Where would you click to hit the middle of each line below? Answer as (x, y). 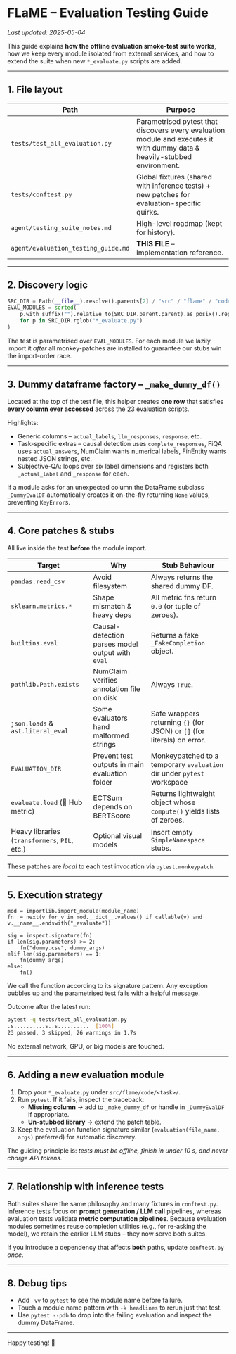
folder (103, 782)
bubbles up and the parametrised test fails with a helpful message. (104, 993)
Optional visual (118, 835)
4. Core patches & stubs (61, 531)
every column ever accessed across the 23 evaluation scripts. (98, 409)
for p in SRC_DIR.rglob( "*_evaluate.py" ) (81, 321)
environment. (158, 165)
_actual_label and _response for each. (73, 474)
